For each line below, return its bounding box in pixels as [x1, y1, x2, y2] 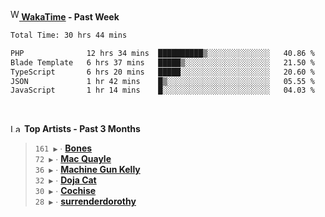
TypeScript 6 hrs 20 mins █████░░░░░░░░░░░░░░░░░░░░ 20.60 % [10, 67, 315, 77]
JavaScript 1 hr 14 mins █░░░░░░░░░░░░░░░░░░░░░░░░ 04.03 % [10, 85, 315, 96]
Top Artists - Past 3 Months [23, 123, 141, 135]
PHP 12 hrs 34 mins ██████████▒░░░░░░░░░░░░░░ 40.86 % [10, 48, 315, 58]
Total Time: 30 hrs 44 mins [10, 30, 128, 40]
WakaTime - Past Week [21, 11, 120, 23]
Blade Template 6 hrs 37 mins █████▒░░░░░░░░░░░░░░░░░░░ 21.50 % [10, 57, 315, 68]
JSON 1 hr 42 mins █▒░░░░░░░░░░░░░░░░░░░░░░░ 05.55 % [10, 76, 315, 86]
